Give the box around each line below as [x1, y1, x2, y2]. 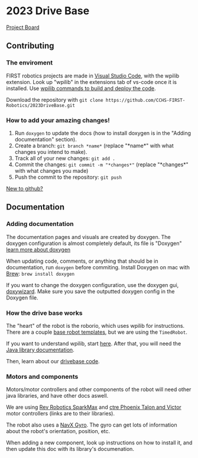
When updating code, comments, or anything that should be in [6, 257, 158, 265]
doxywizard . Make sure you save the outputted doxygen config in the [6, 288, 175, 295]
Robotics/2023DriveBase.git [6, 102, 76, 108]
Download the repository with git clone [6, 96, 103, 103]
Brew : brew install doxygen [6, 270, 75, 277]
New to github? [6, 185, 43, 192]
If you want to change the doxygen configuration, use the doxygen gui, [6, 281, 179, 288]
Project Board [6, 24, 40, 31]
